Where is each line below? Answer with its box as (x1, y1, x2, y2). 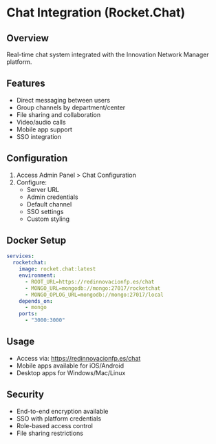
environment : (19, 272, 56, 279)
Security (6, 389, 44, 401)
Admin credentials (26, 193, 78, 201)
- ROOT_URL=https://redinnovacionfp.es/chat (24, 278, 155, 285)
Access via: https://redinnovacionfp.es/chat (16, 354, 141, 362)
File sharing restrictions (16, 429, 84, 437)
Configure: (16, 178, 47, 187)
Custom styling (26, 215, 70, 223)
